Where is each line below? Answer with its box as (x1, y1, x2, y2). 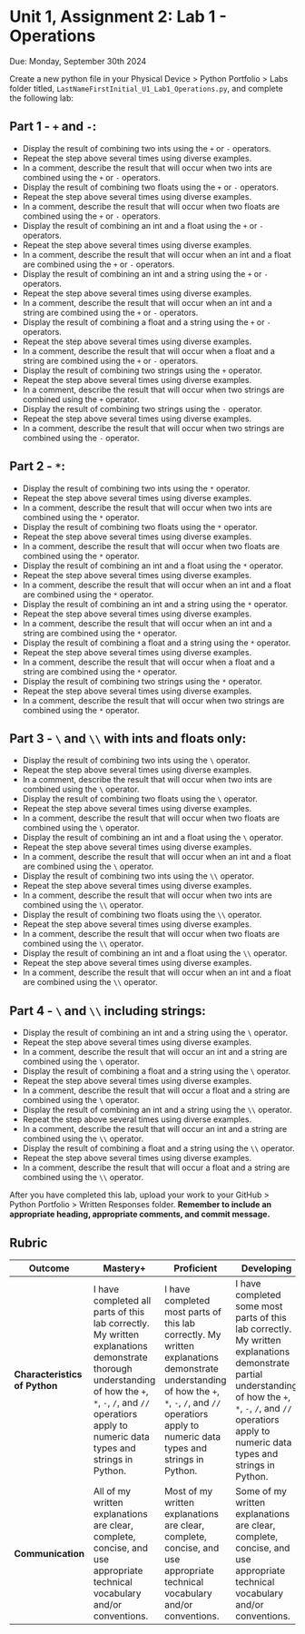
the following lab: (9, 93, 74, 103)
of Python (14, 1380, 58, 1392)
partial (235, 1368, 263, 1381)
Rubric (9, 1235, 48, 1250)
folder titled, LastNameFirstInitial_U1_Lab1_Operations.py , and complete (9, 83, 283, 94)
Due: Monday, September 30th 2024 (9, 55, 147, 66)
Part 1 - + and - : (9, 119, 97, 134)
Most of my (164, 1485, 213, 1497)
